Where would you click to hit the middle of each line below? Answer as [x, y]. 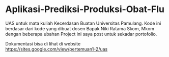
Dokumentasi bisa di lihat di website [43, 43]
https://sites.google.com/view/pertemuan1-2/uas [57, 49]
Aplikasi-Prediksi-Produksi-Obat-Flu [85, 9]
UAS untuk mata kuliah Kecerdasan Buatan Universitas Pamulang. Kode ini [83, 23]
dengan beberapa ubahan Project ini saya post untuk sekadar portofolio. [81, 34]
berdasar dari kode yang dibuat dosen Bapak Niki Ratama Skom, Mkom [80, 28]
